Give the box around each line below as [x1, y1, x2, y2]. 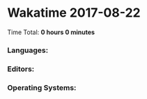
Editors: [7, 64, 35, 74]
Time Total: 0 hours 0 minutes [7, 28, 95, 36]
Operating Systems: [7, 82, 77, 92]
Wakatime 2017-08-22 [7, 5, 141, 21]
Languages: [7, 45, 49, 55]
